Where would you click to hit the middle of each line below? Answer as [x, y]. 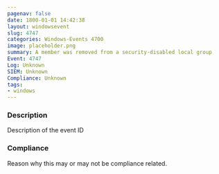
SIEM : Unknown [28, 71]
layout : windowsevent [38, 26]
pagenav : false [29, 14]
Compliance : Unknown [37, 78]
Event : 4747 [24, 59]
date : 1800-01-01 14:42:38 [46, 20]
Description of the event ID [46, 130]
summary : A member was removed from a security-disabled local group [110, 53]
